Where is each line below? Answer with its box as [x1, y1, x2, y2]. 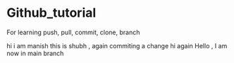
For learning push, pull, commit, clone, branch [6, 28, 140, 36]
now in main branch [6, 49, 64, 57]
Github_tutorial [6, 5, 97, 21]
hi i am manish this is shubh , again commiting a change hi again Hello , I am [6, 41, 228, 50]
